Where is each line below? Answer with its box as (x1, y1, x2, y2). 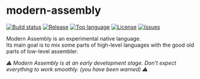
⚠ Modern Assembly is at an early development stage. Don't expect (6, 59, 177, 66)
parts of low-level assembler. (6, 47, 78, 54)
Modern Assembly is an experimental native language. (6, 35, 142, 42)
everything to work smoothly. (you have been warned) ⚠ (6, 65, 148, 72)
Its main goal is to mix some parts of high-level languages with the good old (6, 41, 195, 48)
